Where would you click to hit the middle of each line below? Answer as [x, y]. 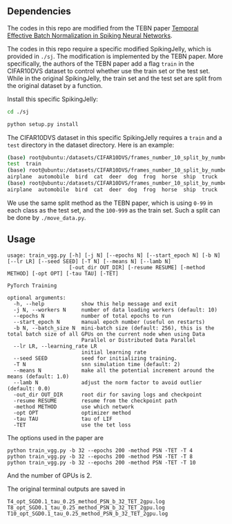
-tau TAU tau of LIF [63, 419]
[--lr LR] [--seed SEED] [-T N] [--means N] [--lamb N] [89, 261]
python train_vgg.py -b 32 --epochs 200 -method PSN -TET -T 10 [101, 462]
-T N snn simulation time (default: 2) [97, 364]
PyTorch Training [32, 286]
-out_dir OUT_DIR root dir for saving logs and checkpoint [108, 395]
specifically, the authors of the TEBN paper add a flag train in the [101, 63]
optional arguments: [37, 298]
